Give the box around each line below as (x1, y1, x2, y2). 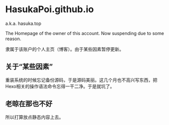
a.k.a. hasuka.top (5, 20, 42, 26)
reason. (5, 36, 21, 42)
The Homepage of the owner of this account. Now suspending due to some (5, 30, 164, 36)
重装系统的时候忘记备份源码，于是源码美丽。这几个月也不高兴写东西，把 (5, 77, 157, 83)
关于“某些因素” (5, 63, 53, 71)
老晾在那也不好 (5, 100, 53, 108)
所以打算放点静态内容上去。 (5, 114, 64, 120)
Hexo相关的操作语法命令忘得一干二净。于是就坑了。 (5, 83, 115, 89)
